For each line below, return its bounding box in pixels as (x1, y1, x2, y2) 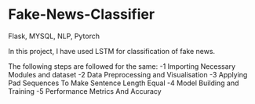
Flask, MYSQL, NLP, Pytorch (8, 31, 100, 41)
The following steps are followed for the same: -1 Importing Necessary (8, 61, 236, 71)
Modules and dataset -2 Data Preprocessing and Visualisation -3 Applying (8, 70, 248, 79)
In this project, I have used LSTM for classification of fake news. (8, 46, 216, 56)
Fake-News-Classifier (8, 5, 155, 23)
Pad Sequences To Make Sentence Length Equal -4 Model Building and (8, 78, 239, 88)
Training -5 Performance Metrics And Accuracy (8, 86, 162, 95)
